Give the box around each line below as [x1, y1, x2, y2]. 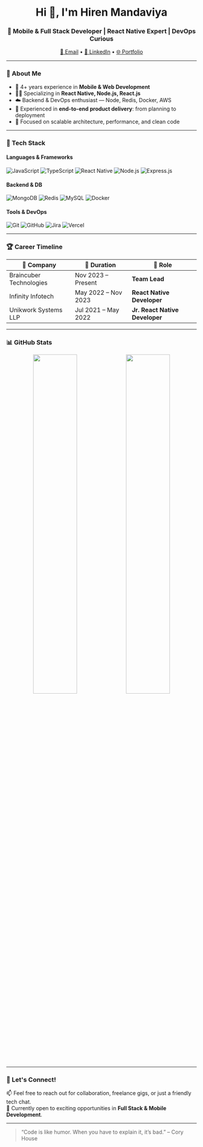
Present [74, 278, 97, 286]
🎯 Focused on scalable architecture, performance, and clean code [14, 118, 180, 125]
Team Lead [132, 274, 164, 283]
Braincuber [9, 271, 41, 279]
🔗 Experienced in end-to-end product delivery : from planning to [14, 105, 176, 112]
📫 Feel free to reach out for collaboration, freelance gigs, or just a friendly [6, 1090, 192, 1097]
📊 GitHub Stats [6, 338, 53, 346]
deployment [14, 111, 45, 118]
